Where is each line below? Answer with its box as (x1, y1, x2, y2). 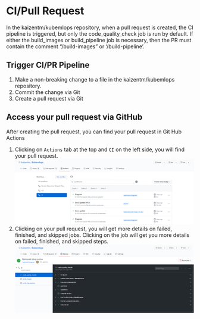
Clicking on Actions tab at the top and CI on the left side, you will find (14, 146, 185, 153)
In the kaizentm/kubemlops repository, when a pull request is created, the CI (6, 24, 193, 31)
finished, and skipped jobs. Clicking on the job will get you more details (14, 231, 190, 239)
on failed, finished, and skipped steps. (14, 237, 109, 245)
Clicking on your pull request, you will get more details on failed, (14, 225, 173, 232)
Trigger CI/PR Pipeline (6, 60, 90, 70)
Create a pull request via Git (14, 95, 83, 102)
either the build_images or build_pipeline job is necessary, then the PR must (6, 36, 192, 43)
